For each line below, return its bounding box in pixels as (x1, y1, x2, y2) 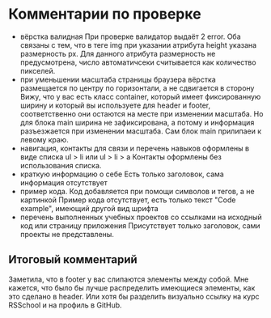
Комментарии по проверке (8, 5, 201, 23)
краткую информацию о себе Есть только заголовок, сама (19, 169, 224, 179)
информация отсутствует (19, 177, 108, 187)
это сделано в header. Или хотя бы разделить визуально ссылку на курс (8, 291, 260, 301)
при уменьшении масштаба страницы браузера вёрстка (19, 74, 216, 84)
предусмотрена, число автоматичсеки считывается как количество (19, 57, 256, 67)
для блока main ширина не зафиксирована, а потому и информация (19, 117, 255, 127)
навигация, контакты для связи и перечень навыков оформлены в (19, 143, 249, 153)
